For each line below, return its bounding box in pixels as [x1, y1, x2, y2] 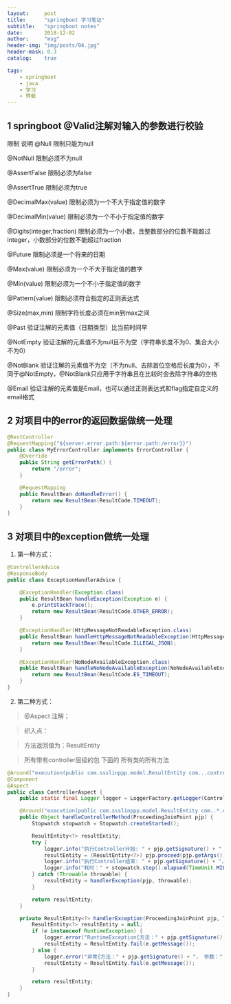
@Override [19, 453, 48, 460]
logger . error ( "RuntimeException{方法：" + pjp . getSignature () [43, 934, 223, 941]
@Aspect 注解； [23, 712, 70, 720]
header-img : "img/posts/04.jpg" [7, 42, 100, 49]
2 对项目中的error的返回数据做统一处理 [7, 415, 173, 427]
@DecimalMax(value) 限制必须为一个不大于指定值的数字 [7, 197, 166, 206]
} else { [32, 946, 57, 954]
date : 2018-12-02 [7, 29, 76, 36]
